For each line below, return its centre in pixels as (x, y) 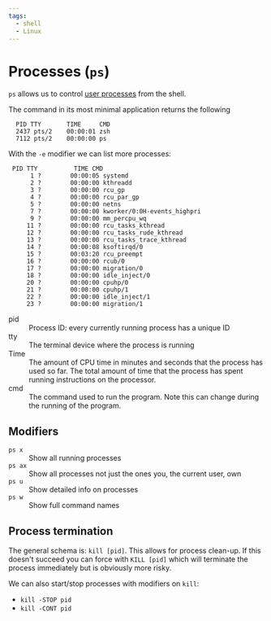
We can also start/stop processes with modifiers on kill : (104, 584)
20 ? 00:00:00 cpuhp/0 (77, 283)
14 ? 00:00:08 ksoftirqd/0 (85, 247)
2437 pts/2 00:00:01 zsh (63, 132)
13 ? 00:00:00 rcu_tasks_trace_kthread (106, 240)
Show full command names (74, 505)
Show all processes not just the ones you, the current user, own (135, 474)
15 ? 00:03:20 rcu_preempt (85, 254)
